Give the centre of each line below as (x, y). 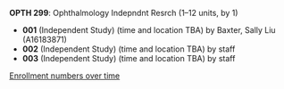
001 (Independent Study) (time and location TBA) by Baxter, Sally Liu (149, 30)
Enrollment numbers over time (65, 76)
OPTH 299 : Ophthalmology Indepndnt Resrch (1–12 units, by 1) (124, 13)
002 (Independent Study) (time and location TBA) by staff (129, 49)
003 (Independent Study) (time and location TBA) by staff (129, 58)
